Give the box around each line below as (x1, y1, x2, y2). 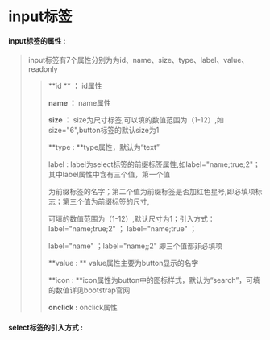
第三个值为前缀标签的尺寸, (62, 197, 150, 206)
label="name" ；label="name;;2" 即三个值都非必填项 (48, 241, 223, 251)
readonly (27, 64, 58, 74)
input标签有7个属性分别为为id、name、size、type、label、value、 (27, 56, 249, 65)
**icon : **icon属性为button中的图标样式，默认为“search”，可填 (48, 276, 260, 285)
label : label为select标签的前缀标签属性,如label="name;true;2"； (48, 160, 260, 169)
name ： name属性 (48, 98, 111, 108)
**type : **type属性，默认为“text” (48, 143, 160, 152)
